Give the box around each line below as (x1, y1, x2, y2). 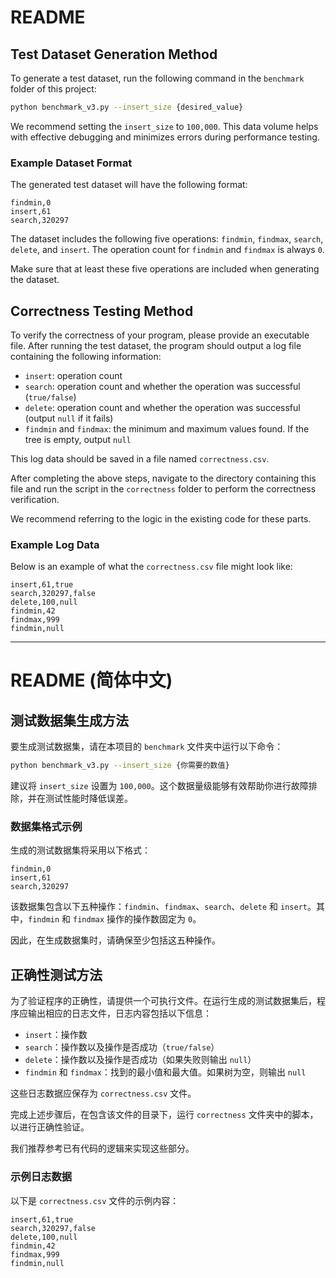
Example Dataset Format (10, 156, 133, 170)
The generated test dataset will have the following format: (10, 179, 248, 191)
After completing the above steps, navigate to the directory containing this (10, 472, 317, 484)
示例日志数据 (10, 1170, 73, 1184)
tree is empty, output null (24, 433, 132, 445)
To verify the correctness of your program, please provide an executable (10, 329, 310, 341)
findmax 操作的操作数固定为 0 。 (73, 913, 202, 925)
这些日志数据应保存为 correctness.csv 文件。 (10, 1087, 197, 1100)
